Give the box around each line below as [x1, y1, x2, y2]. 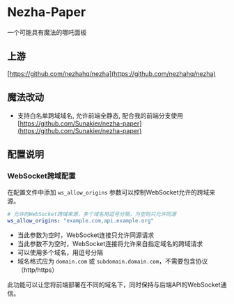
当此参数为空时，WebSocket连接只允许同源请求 [17, 231, 155, 239]
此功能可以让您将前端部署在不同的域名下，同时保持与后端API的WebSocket [7, 280, 221, 289]
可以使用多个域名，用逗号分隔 [17, 248, 103, 257]
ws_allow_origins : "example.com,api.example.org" [7, 218, 155, 225]
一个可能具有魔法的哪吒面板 [7, 28, 87, 36]
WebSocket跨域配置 [7, 171, 76, 181]
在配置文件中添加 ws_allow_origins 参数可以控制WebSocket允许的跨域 [7, 188, 210, 197]
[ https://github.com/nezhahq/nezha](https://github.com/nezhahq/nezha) [7, 69, 216, 77]
